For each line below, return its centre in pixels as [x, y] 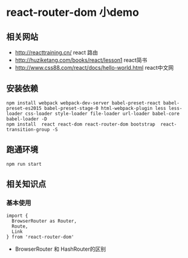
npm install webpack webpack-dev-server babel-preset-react [84, 103]
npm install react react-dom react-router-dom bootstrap [81, 124]
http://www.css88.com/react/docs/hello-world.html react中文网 [94, 68]
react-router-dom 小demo [73, 12]
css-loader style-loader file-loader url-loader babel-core [102, 114]
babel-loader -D [27, 119]
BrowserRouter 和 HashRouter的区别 [60, 249]
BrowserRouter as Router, [44, 221]
